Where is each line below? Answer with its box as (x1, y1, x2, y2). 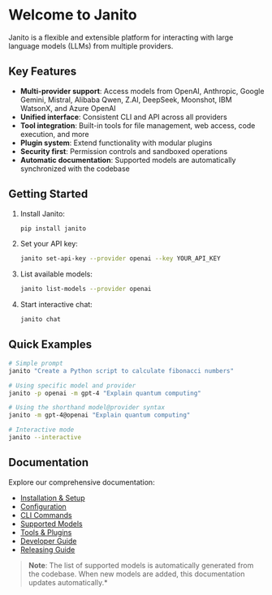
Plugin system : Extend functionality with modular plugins (19, 138, 213, 148)
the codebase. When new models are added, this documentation (28, 569, 245, 579)
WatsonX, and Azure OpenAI (19, 103, 116, 113)
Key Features (8, 65, 77, 79)
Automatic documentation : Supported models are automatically (19, 155, 236, 165)
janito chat (19, 315, 61, 323)
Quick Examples (8, 338, 93, 352)
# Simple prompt (8, 359, 63, 367)
